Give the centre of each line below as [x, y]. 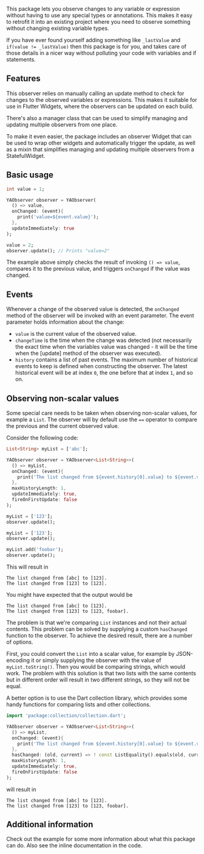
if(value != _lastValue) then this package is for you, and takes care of [97, 46]
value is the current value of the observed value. [76, 334]
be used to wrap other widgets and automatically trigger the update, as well [101, 143]
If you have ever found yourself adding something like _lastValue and [93, 40]
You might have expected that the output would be [70, 595]
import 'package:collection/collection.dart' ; [66, 716]
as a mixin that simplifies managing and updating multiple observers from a [100, 149]
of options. [20, 642]
